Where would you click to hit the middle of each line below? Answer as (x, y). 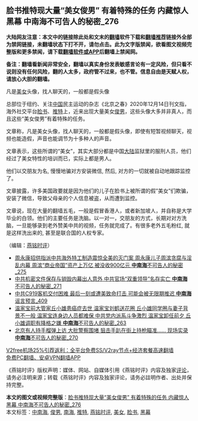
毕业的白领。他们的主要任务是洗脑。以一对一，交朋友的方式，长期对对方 (94, 218)
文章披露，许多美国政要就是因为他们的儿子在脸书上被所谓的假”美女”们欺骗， (99, 191)
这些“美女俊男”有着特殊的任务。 (49, 118)
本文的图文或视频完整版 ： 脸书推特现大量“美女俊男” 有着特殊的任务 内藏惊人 (98, 397)
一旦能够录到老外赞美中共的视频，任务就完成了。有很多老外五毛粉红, (100, 225)
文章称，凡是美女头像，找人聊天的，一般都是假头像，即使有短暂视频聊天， (96, 131)
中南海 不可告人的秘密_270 (46, 337)
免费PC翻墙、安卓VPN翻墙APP (43, 357)
